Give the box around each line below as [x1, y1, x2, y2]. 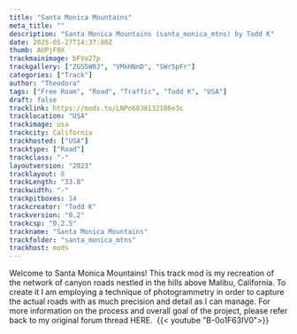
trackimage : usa [9, 120, 69, 129]
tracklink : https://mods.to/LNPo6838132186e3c [9, 104, 184, 113]
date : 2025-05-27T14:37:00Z [9, 37, 113, 47]
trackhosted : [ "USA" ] [9, 136, 89, 145]
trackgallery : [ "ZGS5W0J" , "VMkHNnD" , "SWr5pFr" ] [9, 63, 196, 72]
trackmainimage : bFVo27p [9, 54, 101, 63]
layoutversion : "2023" [9, 161, 93, 170]
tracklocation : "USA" [9, 112, 89, 120]
